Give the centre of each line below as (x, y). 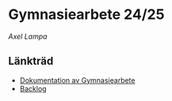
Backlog (33, 88)
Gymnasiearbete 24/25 (86, 15)
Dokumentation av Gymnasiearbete (77, 80)
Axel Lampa (28, 36)
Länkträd (31, 61)
